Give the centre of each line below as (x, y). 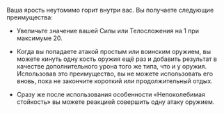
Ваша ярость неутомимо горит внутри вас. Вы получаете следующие (110, 10)
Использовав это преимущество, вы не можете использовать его (115, 73)
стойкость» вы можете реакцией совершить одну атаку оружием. (115, 102)
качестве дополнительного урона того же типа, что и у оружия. (112, 66)
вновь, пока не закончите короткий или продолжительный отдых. (114, 81)
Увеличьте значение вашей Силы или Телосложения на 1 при (108, 31)
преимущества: (30, 17)
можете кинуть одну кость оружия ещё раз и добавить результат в (117, 59)
